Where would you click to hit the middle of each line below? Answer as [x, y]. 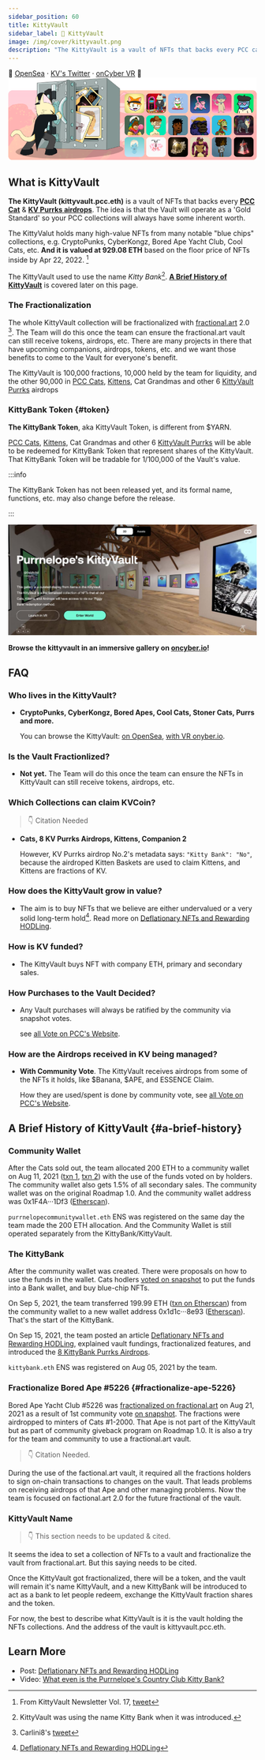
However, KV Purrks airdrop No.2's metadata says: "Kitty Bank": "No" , [136, 854]
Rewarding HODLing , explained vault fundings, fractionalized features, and [129, 1344]
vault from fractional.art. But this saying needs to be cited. [103, 1563]
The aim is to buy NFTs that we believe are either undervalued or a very [136, 908]
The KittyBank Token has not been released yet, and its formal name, [120, 490]
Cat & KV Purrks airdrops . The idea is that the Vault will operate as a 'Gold [129, 210]
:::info [17, 475]
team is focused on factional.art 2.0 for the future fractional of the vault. [125, 1498]
